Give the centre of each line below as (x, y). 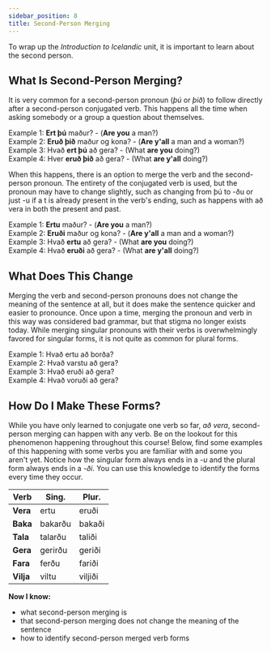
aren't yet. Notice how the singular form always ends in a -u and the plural (132, 460)
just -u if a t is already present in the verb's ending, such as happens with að (136, 200)
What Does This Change (71, 276)
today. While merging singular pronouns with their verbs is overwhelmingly (133, 330)
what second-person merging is (74, 612)
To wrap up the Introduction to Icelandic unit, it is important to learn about (131, 46)
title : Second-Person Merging (59, 24)
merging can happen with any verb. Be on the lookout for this (135, 434)
